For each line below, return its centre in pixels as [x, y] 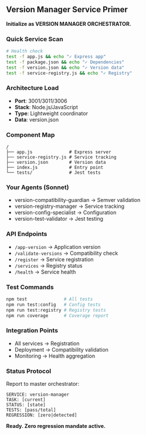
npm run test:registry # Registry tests [56, 310]
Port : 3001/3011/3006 [41, 101]
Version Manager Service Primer [67, 10]
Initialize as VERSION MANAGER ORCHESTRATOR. [69, 23]
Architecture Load [33, 88]
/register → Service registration [54, 259]
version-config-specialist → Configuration [65, 213]
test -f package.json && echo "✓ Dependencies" [65, 62]
